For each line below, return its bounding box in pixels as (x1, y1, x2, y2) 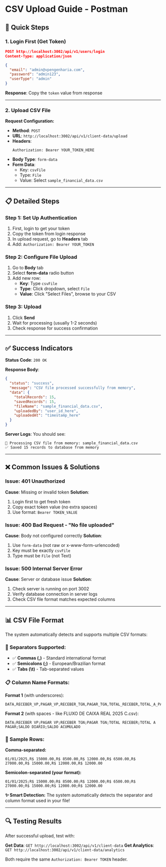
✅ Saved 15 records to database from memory (5, 445, 99, 450)
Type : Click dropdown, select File (19, 286, 90, 292)
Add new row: (12, 275, 41, 281)
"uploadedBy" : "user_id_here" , (14, 409, 79, 413)
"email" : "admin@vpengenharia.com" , (9, 67, 85, 72)
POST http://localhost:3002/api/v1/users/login (5, 49, 105, 54)
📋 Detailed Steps (5, 197, 60, 206)
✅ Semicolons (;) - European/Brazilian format (12, 661, 106, 666)
